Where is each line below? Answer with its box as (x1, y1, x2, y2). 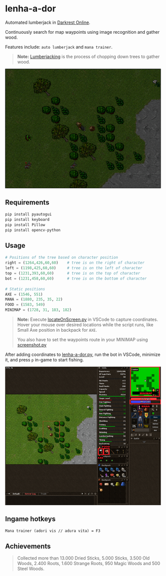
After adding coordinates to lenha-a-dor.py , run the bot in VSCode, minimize (5, 352, 161, 358)
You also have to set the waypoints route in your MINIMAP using (17, 337, 148, 343)
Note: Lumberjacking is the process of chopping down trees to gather (17, 53, 160, 60)
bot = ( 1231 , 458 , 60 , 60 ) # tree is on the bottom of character (5, 276, 147, 281)
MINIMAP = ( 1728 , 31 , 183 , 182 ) (5, 307, 72, 313)
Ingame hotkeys (5, 514, 56, 523)
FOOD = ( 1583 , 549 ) (5, 302, 45, 307)
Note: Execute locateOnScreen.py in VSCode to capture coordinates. (17, 316, 158, 323)
